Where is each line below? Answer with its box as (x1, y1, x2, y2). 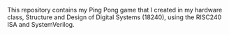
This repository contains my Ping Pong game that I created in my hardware (7, 6, 223, 14)
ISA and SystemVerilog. (7, 21, 75, 28)
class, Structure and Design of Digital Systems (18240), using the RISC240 (7, 13, 222, 21)
